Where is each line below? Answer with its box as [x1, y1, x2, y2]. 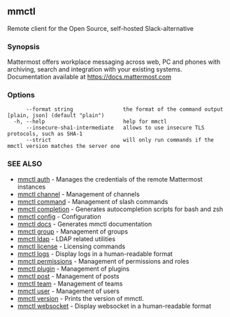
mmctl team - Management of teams [17, 279, 123, 288]
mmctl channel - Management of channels [17, 189, 140, 198]
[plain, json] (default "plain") [7, 112, 105, 119]
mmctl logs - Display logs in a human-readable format [17, 249, 173, 258]
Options [7, 90, 35, 100]
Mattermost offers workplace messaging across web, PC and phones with [7, 58, 221, 66]
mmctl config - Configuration [17, 212, 101, 220]
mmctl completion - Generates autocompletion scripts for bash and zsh [17, 205, 224, 213]
